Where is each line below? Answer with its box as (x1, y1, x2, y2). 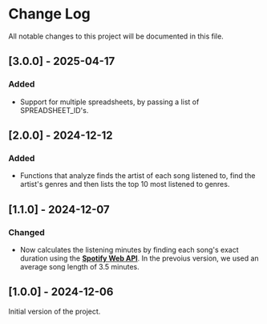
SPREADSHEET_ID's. (19, 105, 89, 115)
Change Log (8, 5, 91, 23)
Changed (8, 226, 46, 237)
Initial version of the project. (8, 306, 101, 316)
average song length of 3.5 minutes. (19, 262, 140, 271)
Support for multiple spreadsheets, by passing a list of (19, 97, 200, 107)
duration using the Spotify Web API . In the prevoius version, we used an (19, 253, 259, 263)
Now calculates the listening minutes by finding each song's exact (19, 245, 239, 254)
